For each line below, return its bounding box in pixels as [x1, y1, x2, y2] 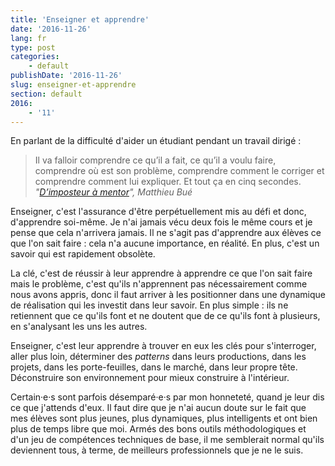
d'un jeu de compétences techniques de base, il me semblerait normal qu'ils [10, 434, 325, 446]
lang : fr [10, 33, 47, 43]
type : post [10, 42, 56, 53]
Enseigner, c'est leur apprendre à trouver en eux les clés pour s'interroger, [10, 340, 317, 352]
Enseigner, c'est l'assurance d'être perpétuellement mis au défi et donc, [10, 206, 307, 218]
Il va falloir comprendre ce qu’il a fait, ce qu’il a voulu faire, [34, 154, 277, 166]
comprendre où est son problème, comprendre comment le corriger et [34, 165, 325, 177]
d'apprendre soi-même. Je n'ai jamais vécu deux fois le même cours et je [10, 216, 313, 228]
